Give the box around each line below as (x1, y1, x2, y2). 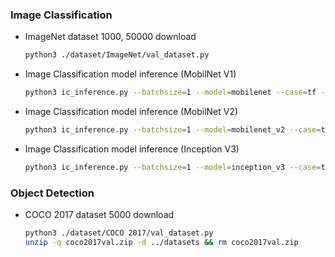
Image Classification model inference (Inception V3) (24, 143, 240, 155)
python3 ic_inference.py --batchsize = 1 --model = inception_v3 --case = (24, 162, 322, 172)
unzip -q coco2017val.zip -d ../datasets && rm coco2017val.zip (24, 237, 299, 247)
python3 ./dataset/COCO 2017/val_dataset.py (24, 228, 214, 238)
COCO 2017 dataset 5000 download (24, 209, 175, 221)
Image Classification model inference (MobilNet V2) (24, 106, 239, 118)
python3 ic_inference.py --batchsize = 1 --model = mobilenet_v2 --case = (24, 125, 322, 135)
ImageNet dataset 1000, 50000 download (24, 31, 197, 43)
